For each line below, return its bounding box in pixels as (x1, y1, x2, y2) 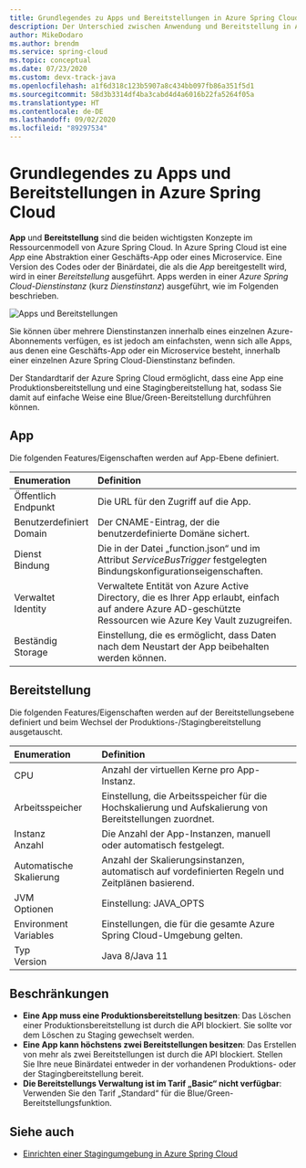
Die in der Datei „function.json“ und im (97, 542, 260, 554)
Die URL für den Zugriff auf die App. (97, 495, 251, 508)
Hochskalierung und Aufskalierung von (101, 801, 269, 814)
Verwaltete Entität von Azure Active (97, 579, 249, 592)
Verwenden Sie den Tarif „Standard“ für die (22, 1088, 186, 1099)
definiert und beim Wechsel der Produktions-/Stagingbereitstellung (9, 716, 261, 727)
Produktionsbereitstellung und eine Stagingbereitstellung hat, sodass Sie (9, 382, 282, 393)
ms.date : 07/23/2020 (9, 65, 88, 74)
